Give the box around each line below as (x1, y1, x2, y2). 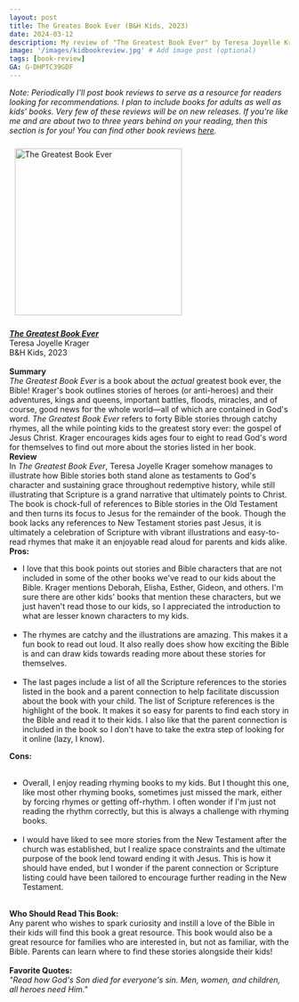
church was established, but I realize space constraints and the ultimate (21, 843, 287, 854)
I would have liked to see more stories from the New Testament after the (21, 834, 287, 844)
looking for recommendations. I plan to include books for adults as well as (9, 96, 282, 107)
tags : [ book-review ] (9, 54, 86, 63)
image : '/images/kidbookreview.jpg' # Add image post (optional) (9, 46, 256, 55)
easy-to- (247, 526, 280, 537)
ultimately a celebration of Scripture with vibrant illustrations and (9, 526, 246, 537)
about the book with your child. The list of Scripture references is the (21, 696, 275, 706)
